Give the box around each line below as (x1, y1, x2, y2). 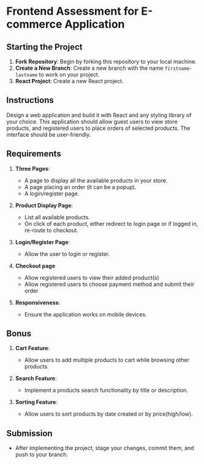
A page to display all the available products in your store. (24, 176, 168, 184)
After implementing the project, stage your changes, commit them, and (15, 444, 194, 452)
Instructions (6, 95, 54, 105)
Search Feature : (15, 375, 57, 382)
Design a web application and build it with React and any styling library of (6, 111, 192, 119)
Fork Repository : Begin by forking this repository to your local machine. (15, 58, 197, 65)
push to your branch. (15, 451, 69, 458)
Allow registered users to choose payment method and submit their (24, 280, 195, 288)
